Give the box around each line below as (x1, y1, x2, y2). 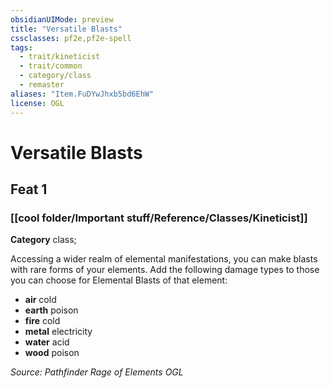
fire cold (24, 315, 61, 327)
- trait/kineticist (19, 52, 101, 62)
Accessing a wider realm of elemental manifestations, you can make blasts (10, 253, 318, 265)
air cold (24, 294, 57, 306)
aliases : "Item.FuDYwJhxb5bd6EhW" (10, 89, 155, 99)
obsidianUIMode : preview (10, 14, 114, 25)
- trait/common (19, 61, 83, 71)
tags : (10, 42, 33, 53)
